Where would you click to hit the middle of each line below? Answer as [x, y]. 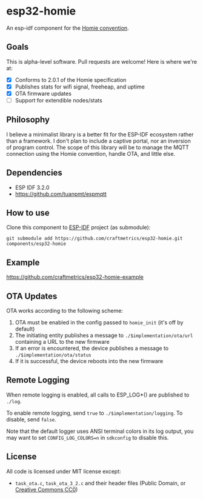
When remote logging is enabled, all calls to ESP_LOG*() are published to [98, 395]
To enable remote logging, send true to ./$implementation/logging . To [95, 413]
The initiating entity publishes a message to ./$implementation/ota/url [104, 335]
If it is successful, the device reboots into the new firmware [89, 361]
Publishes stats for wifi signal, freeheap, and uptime [80, 87]
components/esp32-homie [36, 244]
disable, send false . [31, 419]
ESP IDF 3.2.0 [32, 187]
